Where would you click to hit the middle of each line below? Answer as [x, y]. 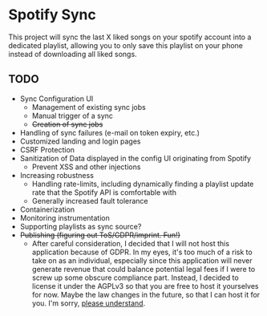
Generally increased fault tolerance [90, 201]
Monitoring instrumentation [65, 217]
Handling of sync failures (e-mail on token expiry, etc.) [110, 132]
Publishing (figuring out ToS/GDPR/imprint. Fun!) [100, 235]
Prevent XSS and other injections [86, 167]
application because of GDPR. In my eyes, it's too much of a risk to [142, 252]
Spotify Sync [52, 15]
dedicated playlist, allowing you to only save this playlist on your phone [125, 45]
